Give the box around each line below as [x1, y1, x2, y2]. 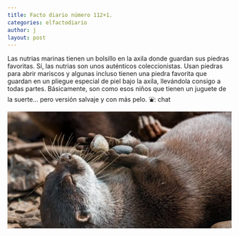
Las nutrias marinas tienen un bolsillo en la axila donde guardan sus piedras [7, 54, 230, 63]
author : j [7, 26, 37, 33]
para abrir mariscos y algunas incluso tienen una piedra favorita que [7, 70, 208, 78]
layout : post [7, 34, 46, 41]
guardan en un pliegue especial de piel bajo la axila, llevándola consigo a [7, 77, 221, 85]
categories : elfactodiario [7, 18, 87, 26]
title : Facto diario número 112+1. [7, 11, 113, 18]
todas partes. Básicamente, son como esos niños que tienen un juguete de [7, 85, 226, 93]
